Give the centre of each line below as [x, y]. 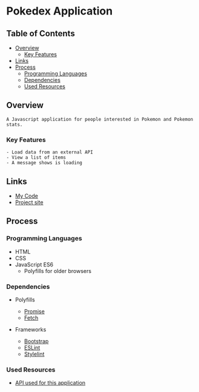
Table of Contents [41, 34]
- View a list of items [36, 158]
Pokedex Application [60, 11]
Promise [34, 311]
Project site [29, 202]
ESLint [32, 347]
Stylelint [34, 354]
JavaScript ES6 [34, 265]
